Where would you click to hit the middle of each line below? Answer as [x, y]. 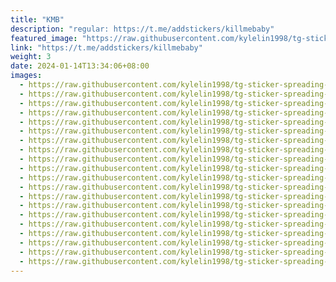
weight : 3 [31, 57]
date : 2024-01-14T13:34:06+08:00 [80, 66]
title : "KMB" [37, 19]
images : [26, 76]
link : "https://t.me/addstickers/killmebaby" [106, 47]
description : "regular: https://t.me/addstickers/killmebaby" [142, 29]
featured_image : [44, 38]
